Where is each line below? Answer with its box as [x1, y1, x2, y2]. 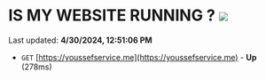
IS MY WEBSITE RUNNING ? [8, 5, 216, 26]
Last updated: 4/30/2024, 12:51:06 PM [8, 35, 153, 45]
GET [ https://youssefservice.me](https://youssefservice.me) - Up [20, 52, 257, 62]
